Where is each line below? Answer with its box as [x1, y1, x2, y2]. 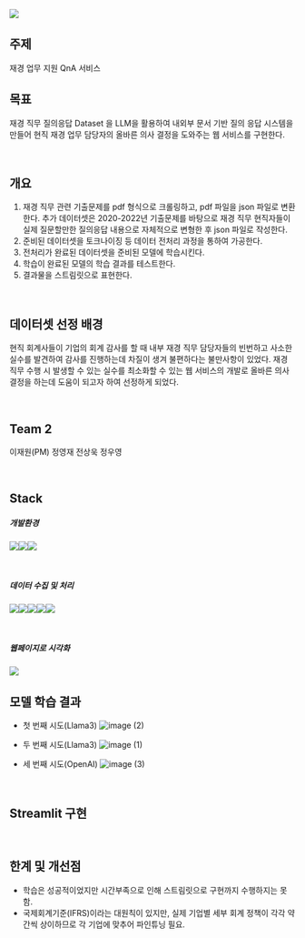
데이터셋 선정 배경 [9, 317, 103, 332]
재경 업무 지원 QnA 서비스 [9, 62, 102, 73]
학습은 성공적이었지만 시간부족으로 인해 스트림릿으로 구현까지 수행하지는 [22, 884, 279, 895]
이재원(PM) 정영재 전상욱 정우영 [9, 447, 123, 458]
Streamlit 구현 [9, 805, 88, 821]
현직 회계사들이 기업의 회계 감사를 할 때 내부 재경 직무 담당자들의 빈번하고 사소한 [9, 342, 293, 354]
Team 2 [9, 421, 53, 437]
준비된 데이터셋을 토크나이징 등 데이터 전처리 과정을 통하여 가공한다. [22, 236, 263, 247]
